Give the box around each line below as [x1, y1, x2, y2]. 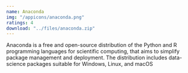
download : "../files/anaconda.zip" [6, 25, 96, 31]
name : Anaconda [6, 8, 44, 15]
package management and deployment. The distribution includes [6, 54, 168, 61]
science [6, 61, 26, 68]
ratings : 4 [6, 20, 34, 26]
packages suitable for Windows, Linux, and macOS [26, 61, 153, 68]
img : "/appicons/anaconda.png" [6, 14, 85, 20]
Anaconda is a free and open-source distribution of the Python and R [6, 42, 177, 49]
